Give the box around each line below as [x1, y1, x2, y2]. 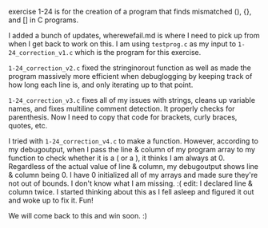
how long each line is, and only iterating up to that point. [8, 80, 194, 89]
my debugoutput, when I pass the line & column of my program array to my [8, 145, 256, 154]
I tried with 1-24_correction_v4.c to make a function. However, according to [8, 136, 258, 146]
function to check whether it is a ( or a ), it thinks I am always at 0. [8, 153, 226, 163]
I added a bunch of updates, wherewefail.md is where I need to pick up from [8, 31, 260, 40]
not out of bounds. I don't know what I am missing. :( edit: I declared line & [8, 179, 254, 188]
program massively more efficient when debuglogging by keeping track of [8, 72, 253, 81]
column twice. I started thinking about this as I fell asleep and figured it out [8, 187, 254, 196]
